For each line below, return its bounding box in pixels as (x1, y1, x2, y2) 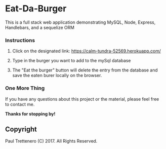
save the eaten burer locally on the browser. (12, 73, 102, 78)
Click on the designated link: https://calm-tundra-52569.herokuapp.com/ (12, 48, 161, 54)
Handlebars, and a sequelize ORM (5, 24, 75, 30)
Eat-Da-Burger (5, 3, 67, 14)
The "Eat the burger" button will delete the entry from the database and (12, 67, 158, 73)
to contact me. (5, 101, 35, 107)
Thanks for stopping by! (5, 111, 56, 116)
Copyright (5, 125, 37, 133)
